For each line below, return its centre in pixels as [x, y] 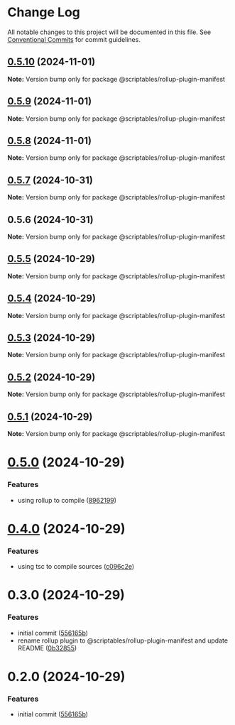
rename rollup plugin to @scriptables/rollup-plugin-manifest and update [123, 640]
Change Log [44, 12]
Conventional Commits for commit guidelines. [74, 39]
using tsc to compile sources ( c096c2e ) [76, 567]
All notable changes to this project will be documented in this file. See [109, 32]
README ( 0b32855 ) [47, 648]
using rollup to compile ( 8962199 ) [67, 500]
